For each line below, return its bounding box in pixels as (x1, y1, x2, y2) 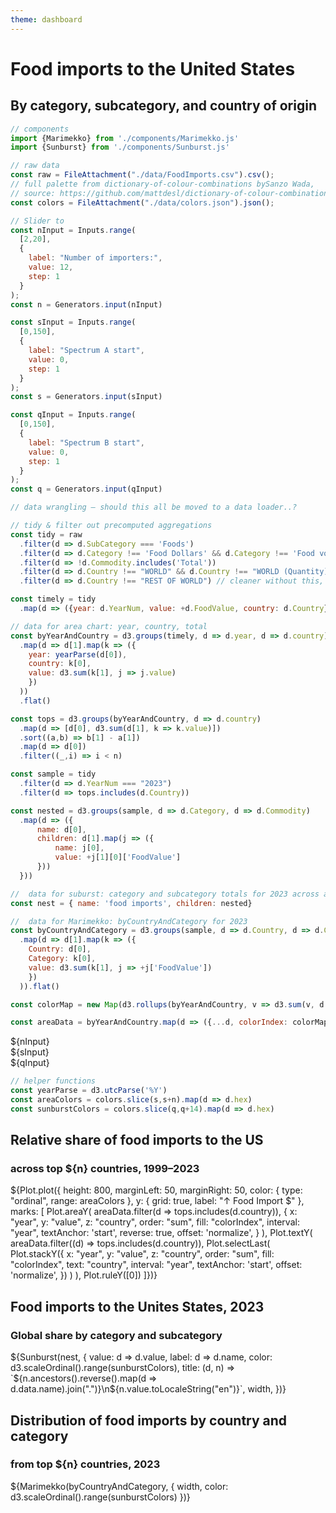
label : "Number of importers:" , (28, 253, 163, 263)
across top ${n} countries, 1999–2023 (10, 1162, 200, 1176)
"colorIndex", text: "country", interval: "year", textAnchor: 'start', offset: (10, 1259, 303, 1271)
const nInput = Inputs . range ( (10, 225, 137, 235)
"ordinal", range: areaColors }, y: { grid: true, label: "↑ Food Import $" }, (10, 1195, 305, 1207)
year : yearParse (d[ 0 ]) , (28, 649, 128, 660)
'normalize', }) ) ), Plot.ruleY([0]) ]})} (10, 1269, 158, 1281)
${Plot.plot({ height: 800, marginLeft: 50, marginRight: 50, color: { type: (10, 1184, 303, 1196)
